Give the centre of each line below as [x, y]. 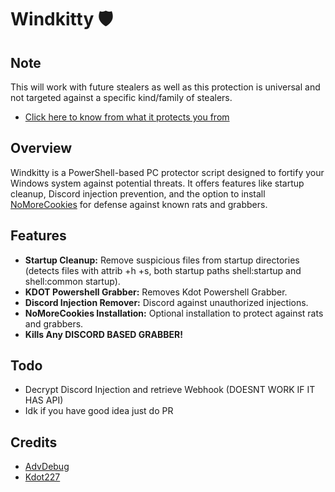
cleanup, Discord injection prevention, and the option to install [138, 193]
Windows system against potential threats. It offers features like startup [157, 183]
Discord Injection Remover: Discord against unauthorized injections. [166, 302]
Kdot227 [42, 477]
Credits [34, 442]
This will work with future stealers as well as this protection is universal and [165, 87]
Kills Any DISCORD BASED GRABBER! [103, 334]
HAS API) [44, 400]
